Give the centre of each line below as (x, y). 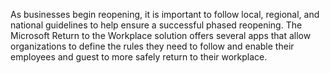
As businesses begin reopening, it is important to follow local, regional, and (165, 14)
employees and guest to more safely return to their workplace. (139, 57)
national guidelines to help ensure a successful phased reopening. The (156, 25)
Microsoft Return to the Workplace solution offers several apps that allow (161, 35)
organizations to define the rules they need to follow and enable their (152, 46)
